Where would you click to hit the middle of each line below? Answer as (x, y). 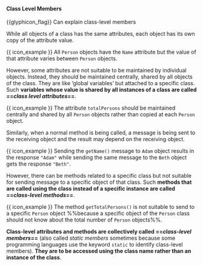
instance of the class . (34, 257)
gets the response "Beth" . (38, 164)
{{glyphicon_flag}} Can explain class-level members (71, 22)
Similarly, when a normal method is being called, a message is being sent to (101, 133)
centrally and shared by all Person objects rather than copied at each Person (101, 114)
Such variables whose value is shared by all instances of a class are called (101, 90)
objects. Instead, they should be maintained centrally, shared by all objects (99, 77)
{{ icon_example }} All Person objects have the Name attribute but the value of (101, 52)
